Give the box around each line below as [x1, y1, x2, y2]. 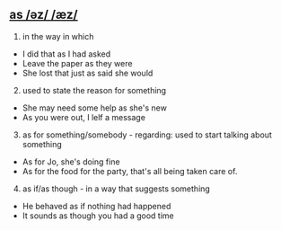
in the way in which [22, 31, 94, 41]
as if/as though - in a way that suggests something [22, 183, 211, 194]
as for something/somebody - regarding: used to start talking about [22, 129, 272, 140]
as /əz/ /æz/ [9, 7, 78, 22]
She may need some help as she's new [22, 102, 168, 113]
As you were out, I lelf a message [22, 111, 146, 122]
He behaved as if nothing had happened [22, 200, 171, 211]
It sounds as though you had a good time [22, 210, 174, 221]
